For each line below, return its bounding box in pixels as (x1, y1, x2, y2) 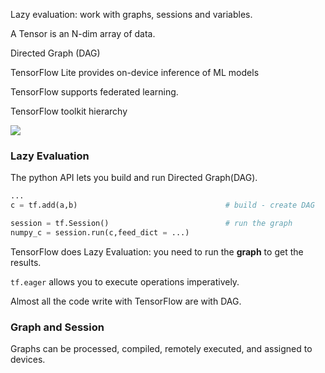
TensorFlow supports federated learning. (10, 86, 179, 98)
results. (10, 256, 42, 268)
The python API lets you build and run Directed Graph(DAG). (10, 172, 258, 184)
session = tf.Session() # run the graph (10, 219, 293, 229)
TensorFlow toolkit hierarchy (10, 105, 128, 117)
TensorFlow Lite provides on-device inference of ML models (10, 67, 260, 78)
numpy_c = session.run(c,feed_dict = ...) (10, 227, 190, 238)
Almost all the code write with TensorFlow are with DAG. (10, 295, 242, 307)
